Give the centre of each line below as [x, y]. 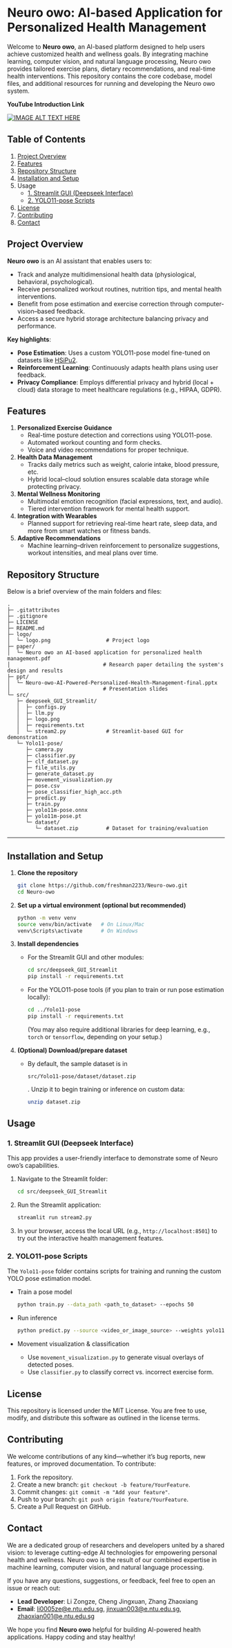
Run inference [37, 1318]
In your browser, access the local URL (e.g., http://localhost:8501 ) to [117, 1231]
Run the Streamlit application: [59, 1205]
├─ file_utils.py [50, 768]
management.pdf [29, 659]
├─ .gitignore [28, 617]
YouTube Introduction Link [46, 104]
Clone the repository [47, 873]
